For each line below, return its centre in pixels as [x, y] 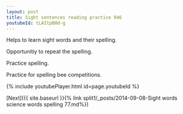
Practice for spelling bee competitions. [54, 75]
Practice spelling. [28, 63]
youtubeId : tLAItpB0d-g [36, 23]
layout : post [22, 12]
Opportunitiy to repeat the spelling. [49, 52]
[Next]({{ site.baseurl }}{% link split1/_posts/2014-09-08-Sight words [92, 98]
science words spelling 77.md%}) [47, 104]
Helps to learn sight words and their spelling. [61, 40]
